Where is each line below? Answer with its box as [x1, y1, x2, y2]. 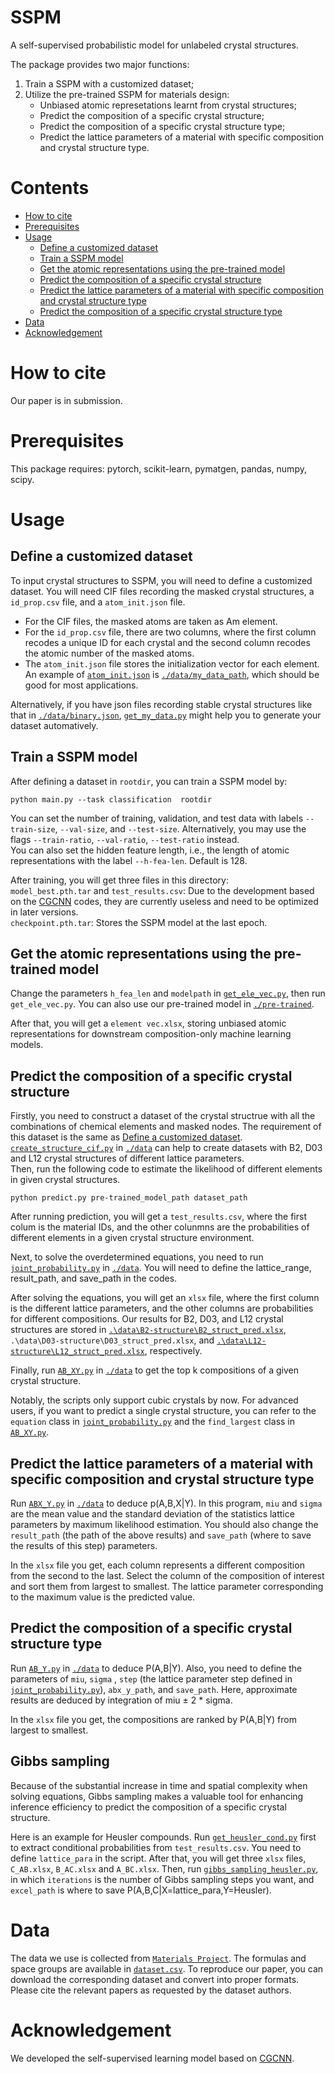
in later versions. [10, 906, 79, 918]
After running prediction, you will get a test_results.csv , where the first [10, 1211, 307, 1223]
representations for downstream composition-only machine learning [10, 1028, 292, 1040]
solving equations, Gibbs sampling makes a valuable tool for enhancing [10, 1790, 304, 1802]
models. [10, 1039, 44, 1051]
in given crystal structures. [10, 1174, 121, 1186]
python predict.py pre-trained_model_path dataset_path [10, 1193, 248, 1203]
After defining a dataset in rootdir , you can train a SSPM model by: [10, 775, 288, 787]
